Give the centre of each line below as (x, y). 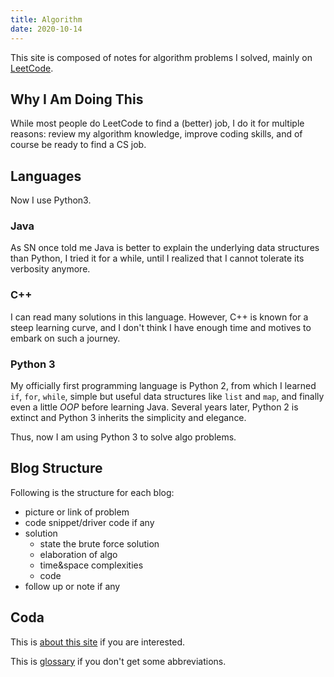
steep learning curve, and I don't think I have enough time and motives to (161, 327)
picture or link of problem (77, 512)
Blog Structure (56, 468)
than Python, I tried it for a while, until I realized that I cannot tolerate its (157, 258)
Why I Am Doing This (77, 99)
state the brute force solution (99, 543)
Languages (46, 176)
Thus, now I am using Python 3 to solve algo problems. (123, 437)
